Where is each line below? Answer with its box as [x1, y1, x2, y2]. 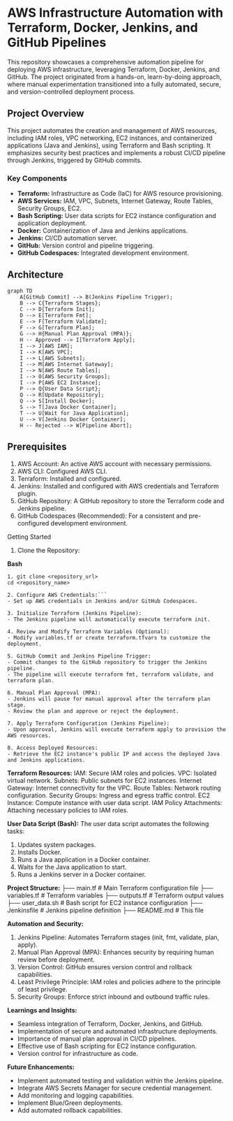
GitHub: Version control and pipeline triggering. [17, 241, 155, 249]
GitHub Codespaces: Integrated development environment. [17, 249, 190, 257]
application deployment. [17, 219, 87, 228]
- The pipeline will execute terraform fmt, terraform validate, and [7, 671, 214, 678]
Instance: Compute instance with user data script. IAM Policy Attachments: [7, 798, 223, 807]
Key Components [7, 173, 68, 183]
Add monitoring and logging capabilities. [17, 1091, 134, 1099]
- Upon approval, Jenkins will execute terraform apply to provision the [7, 725, 227, 733]
